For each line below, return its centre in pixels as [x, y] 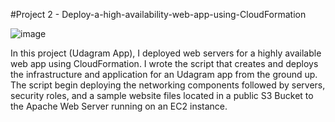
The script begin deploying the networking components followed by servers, [168, 85]
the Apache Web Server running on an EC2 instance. [119, 106]
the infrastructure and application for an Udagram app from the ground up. [164, 74]
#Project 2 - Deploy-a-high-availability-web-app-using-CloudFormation [158, 14]
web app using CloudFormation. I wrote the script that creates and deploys [164, 63]
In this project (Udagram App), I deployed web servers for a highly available [166, 53]
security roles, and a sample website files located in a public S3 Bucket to [162, 95]
